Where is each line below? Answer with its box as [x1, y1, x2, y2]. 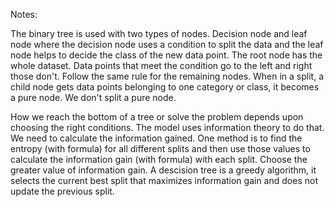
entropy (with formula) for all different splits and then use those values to [10, 143, 311, 154]
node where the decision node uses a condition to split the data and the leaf [10, 39, 324, 50]
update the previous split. [10, 185, 115, 197]
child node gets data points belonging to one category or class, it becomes [10, 81, 320, 93]
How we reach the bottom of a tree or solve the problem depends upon [10, 111, 304, 123]
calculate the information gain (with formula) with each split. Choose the [10, 154, 308, 165]
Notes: [10, 9, 38, 20]
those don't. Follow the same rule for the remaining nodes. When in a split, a [10, 70, 325, 82]
